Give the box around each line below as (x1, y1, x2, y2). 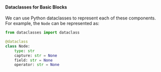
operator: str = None (14, 62, 59, 67)
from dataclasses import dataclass (5, 30, 80, 35)
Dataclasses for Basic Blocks (5, 4, 67, 10)
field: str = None (14, 57, 53, 62)
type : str (14, 48, 35, 53)
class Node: (5, 43, 30, 48)
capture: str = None (14, 53, 57, 58)
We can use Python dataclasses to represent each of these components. (5, 15, 156, 21)
